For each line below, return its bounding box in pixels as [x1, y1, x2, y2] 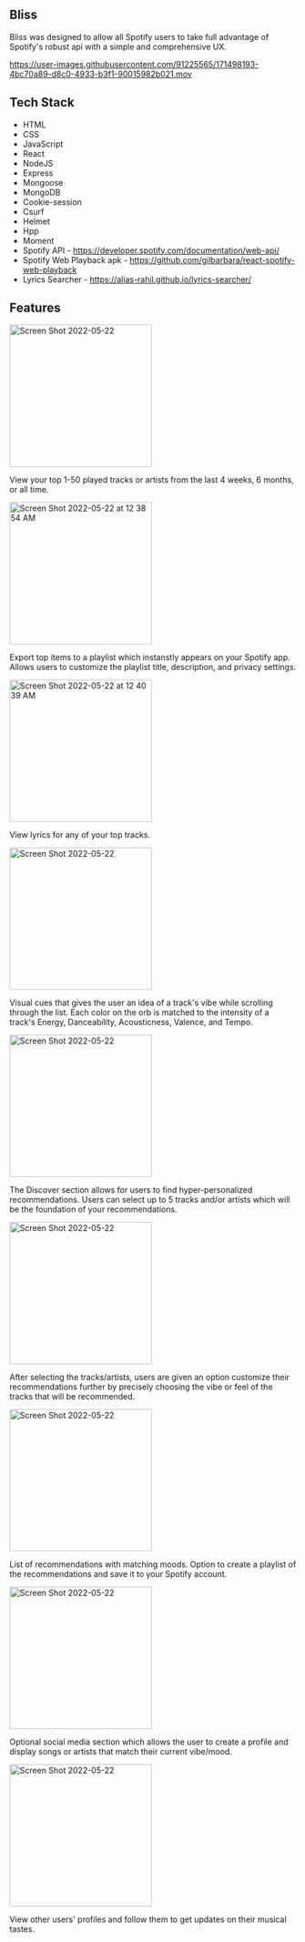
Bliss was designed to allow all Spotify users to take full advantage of [9, 31, 269, 42]
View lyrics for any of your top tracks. [9, 829, 151, 840]
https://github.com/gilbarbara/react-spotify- [129, 254, 296, 265]
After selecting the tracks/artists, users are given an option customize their [9, 1372, 290, 1383]
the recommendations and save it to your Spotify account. [9, 1569, 228, 1580]
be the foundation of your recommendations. [9, 1204, 178, 1215]
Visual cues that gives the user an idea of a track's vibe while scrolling [9, 997, 273, 1009]
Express [22, 168, 54, 178]
